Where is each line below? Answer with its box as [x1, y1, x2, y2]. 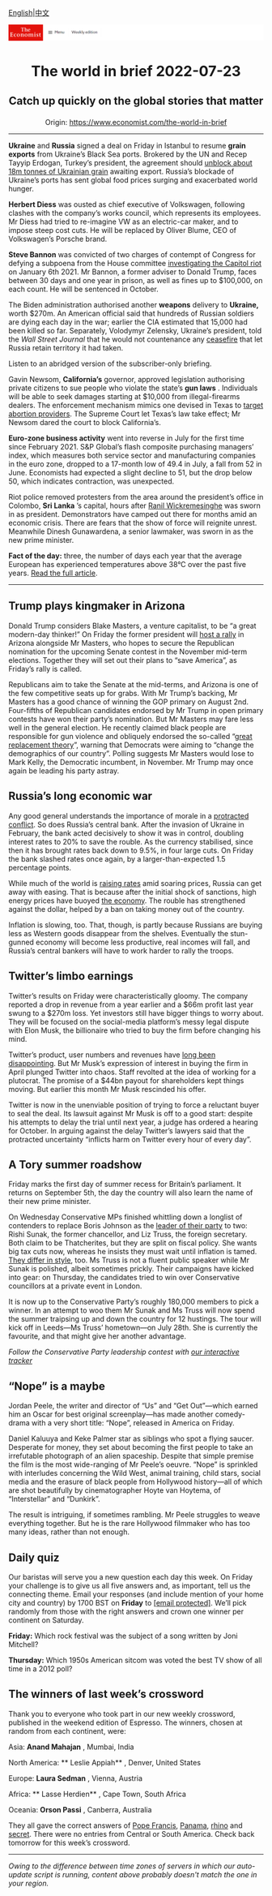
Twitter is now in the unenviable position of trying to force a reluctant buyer [8, 1099, 260, 1110]
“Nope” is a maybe [8, 1379, 105, 1393]
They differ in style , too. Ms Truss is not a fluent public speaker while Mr [8, 1255, 249, 1265]
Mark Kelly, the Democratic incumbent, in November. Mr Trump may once [8, 757, 253, 767]
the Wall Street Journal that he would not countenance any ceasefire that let [8, 334, 263, 344]
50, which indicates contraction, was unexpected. [8, 476, 175, 486]
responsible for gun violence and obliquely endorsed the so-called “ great [8, 731, 253, 741]
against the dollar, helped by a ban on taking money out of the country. [8, 904, 245, 914]
